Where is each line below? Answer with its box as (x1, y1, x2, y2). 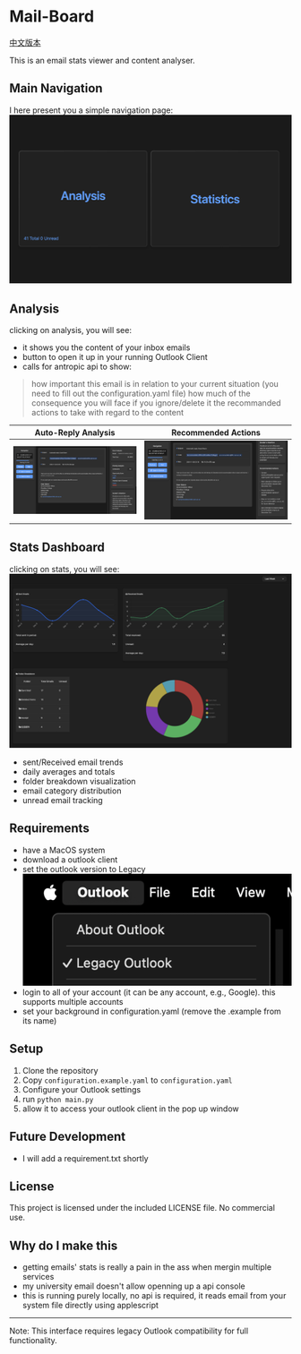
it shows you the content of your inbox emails (21, 342, 191, 353)
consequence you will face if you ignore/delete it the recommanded (30, 398, 281, 408)
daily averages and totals (21, 766, 116, 776)
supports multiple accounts (21, 996, 124, 1007)
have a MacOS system (21, 844, 106, 855)
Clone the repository (21, 1065, 99, 1075)
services (21, 1272, 55, 1282)
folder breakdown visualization (21, 776, 136, 786)
